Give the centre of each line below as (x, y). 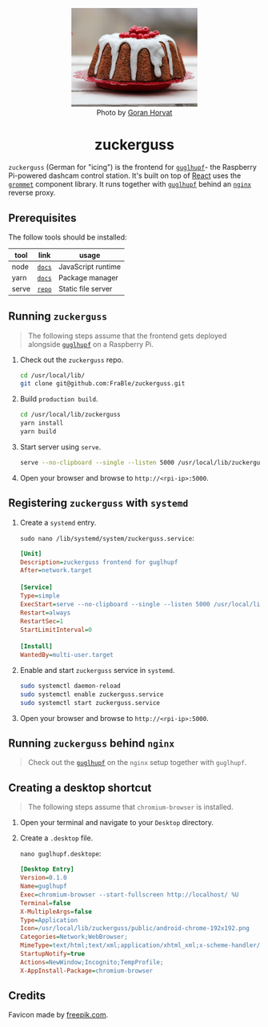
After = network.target (56, 570)
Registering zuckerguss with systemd (98, 503)
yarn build (38, 432)
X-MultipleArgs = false (56, 912)
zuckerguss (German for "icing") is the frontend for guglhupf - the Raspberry (133, 167)
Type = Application (49, 920)
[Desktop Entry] (47, 869)
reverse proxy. (32, 193)
